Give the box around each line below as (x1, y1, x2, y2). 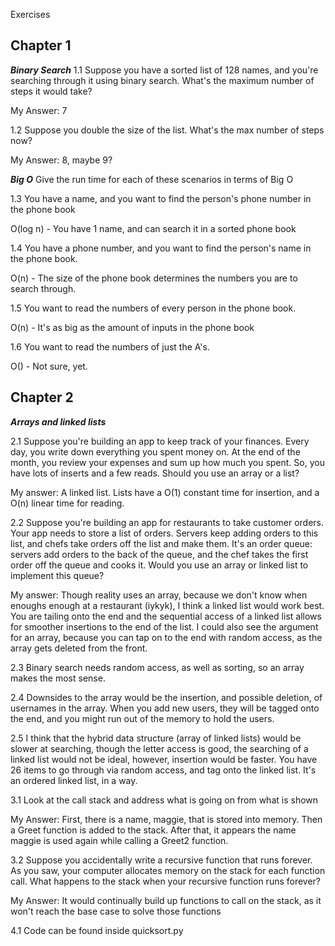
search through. (10, 282, 77, 294)
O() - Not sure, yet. (10, 360, 88, 372)
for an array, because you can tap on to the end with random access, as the (10, 631, 323, 643)
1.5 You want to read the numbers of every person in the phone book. (10, 302, 297, 314)
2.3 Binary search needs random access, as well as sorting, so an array (10, 661, 305, 673)
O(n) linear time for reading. (10, 497, 125, 509)
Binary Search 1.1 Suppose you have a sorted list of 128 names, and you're (10, 64, 319, 76)
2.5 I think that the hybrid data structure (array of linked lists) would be (10, 732, 302, 744)
